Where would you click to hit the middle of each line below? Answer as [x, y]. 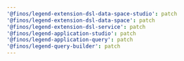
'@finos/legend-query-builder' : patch [63, 46]
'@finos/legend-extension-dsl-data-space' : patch [81, 20]
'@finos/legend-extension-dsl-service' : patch [76, 27]
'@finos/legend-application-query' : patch [70, 40]
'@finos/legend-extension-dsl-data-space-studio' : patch [92, 14]
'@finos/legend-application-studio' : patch [72, 33]
